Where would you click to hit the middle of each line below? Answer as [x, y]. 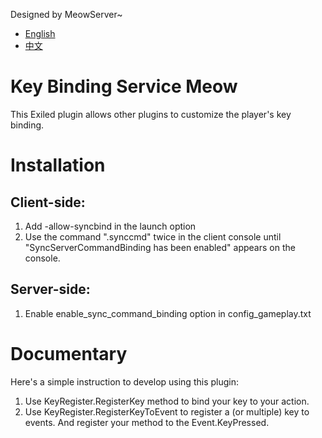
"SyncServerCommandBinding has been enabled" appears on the [160, 247]
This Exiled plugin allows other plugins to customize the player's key [151, 114]
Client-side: [48, 202]
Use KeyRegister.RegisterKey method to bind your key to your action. [167, 401]
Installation [58, 165]
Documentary [69, 353]
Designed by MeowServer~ [66, 14]
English [40, 33]
